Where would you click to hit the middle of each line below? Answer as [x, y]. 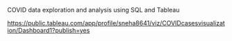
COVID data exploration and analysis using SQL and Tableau [93, 10]
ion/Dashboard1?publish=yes [49, 30]
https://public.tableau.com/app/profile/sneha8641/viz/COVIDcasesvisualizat [116, 23]
